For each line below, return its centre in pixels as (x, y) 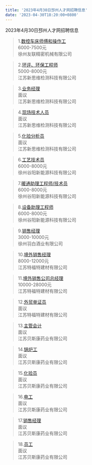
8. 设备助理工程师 (36, 207)
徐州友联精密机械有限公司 (45, 54)
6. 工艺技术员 (31, 159)
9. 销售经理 (29, 231)
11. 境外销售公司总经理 (41, 278)
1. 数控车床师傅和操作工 (42, 41)
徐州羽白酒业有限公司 (40, 244)
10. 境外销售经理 (34, 254)
